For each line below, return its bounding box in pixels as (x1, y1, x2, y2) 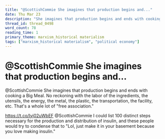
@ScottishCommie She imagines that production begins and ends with (5, 87, 148, 93)
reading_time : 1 (5, 30, 38, 35)
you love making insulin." (5, 128, 55, 134)
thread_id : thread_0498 (5, 21, 54, 26)
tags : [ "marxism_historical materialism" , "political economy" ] (5, 39, 139, 44)
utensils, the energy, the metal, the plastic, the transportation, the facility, (5, 98, 153, 104)
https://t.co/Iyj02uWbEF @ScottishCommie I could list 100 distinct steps (5, 112, 151, 118)
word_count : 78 (5, 26, 36, 31)
